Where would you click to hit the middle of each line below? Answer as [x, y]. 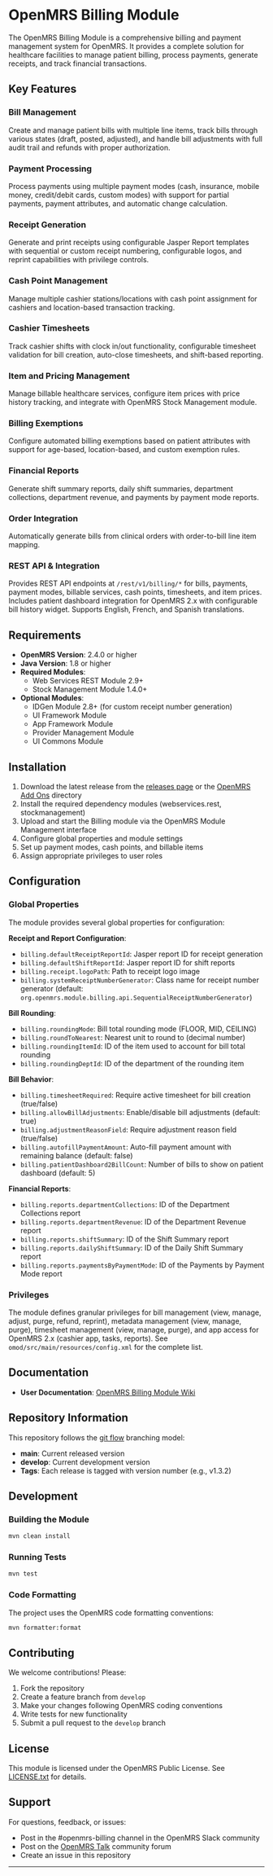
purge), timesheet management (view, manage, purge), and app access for [134, 1329]
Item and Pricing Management [69, 376]
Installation [37, 767]
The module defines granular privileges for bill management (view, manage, [135, 1312]
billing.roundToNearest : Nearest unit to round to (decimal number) [133, 1037]
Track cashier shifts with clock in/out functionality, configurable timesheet [132, 346]
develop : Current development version [85, 1462]
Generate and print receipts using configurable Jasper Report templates [129, 243]
